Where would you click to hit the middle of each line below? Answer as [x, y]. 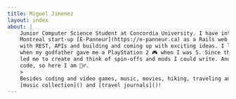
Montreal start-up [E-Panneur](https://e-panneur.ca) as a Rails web [124, 40]
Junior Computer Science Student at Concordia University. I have [119, 33]
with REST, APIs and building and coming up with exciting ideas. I [122, 46]
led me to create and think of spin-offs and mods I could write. [119, 59]
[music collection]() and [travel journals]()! [91, 85]
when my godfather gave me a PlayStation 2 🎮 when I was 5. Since [120, 53]
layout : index [28, 20]
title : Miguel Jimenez [40, 14]
